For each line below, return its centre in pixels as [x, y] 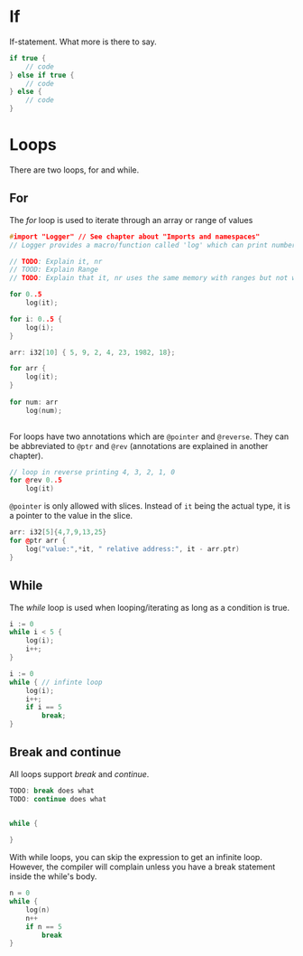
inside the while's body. [53, 876]
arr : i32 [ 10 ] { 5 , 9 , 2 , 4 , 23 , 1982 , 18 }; [92, 352]
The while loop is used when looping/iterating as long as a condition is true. [150, 607]
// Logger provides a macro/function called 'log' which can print [139, 245]
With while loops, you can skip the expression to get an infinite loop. [136, 858]
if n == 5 [44, 927]
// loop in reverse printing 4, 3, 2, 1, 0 [92, 472]
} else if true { [42, 75]
